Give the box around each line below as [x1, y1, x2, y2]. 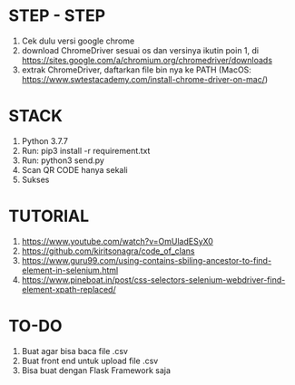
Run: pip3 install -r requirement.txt [21, 145, 151, 156]
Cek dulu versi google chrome [21, 35, 135, 46]
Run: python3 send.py [21, 155, 105, 166]
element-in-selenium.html [21, 265, 119, 275]
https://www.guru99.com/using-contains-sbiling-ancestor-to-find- [21, 255, 272, 265]
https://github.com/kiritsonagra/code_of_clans [21, 245, 195, 256]
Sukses [21, 174, 50, 185]
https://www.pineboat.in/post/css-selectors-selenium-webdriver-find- [21, 274, 286, 285]
